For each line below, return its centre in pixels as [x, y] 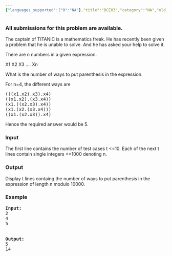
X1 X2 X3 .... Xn [21, 64]
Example [16, 197]
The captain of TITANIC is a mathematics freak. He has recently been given [85, 39]
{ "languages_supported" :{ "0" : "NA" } [43, 10]
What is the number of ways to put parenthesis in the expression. [74, 74]
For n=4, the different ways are [38, 84]
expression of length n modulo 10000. [45, 184]
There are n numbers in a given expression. [51, 54]
